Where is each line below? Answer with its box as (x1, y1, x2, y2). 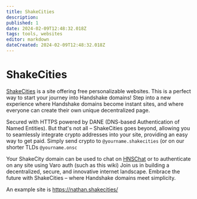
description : (6, 14, 39, 20)
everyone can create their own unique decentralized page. (6, 106, 150, 114)
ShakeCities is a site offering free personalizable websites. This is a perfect (6, 87, 191, 94)
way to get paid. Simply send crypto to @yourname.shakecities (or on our (6, 137, 185, 144)
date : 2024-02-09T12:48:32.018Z (6, 25, 87, 32)
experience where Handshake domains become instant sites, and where (6, 100, 184, 108)
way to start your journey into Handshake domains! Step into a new (6, 94, 171, 101)
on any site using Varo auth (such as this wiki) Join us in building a (6, 161, 170, 169)
